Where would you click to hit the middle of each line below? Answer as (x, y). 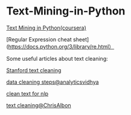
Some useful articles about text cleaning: (57, 58)
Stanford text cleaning (34, 70)
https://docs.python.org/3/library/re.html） (61, 46)
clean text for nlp (27, 93)
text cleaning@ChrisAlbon (39, 105)
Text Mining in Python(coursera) (46, 28)
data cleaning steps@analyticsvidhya (53, 82)
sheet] (81, 39)
